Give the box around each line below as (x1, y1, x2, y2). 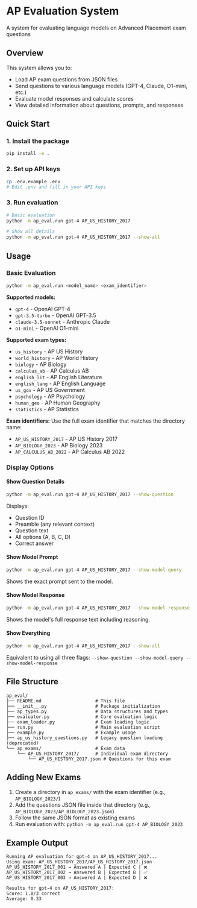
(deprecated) (6, 740, 39, 746)
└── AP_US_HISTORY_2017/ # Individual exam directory (17, 751, 169, 757)
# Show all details (6, 229, 55, 235)
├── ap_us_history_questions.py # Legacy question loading (6, 734, 163, 741)
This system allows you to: (6, 64, 72, 71)
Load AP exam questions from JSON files (14, 75, 118, 83)
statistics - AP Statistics (14, 405, 80, 412)
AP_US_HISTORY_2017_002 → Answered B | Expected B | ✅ (6, 869, 148, 875)
